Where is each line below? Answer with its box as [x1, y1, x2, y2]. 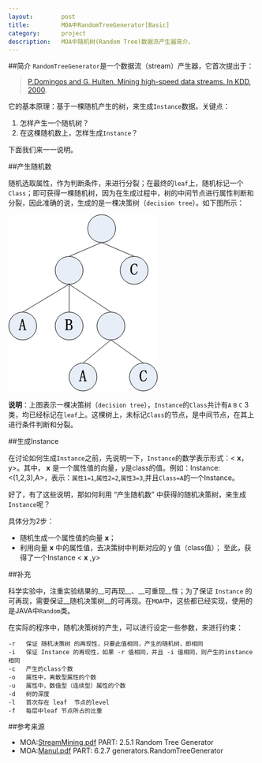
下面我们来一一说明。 [8, 145, 77, 154]
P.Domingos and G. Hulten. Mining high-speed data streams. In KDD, [27, 77, 252, 87]
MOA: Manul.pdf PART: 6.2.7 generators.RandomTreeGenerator [19, 746, 223, 756]
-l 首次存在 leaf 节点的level [8, 698, 110, 707]
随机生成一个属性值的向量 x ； [19, 533, 116, 543]
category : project [8, 29, 87, 37]
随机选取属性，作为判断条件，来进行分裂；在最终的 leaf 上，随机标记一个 [8, 178, 244, 188]
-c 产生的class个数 [8, 665, 73, 673]
